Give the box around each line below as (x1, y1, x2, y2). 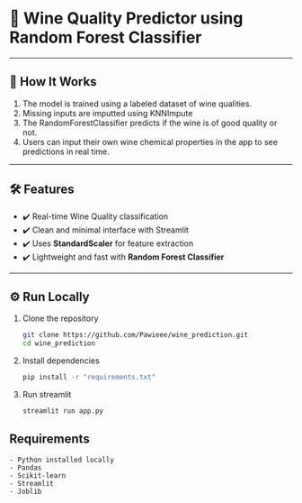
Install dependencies (22, 355, 101, 366)
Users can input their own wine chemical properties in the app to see (22, 136, 279, 147)
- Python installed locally (9, 455, 115, 464)
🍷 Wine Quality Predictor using (9, 8, 244, 29)
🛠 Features (9, 182, 75, 197)
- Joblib (9, 487, 42, 496)
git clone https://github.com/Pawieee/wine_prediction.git (22, 331, 249, 340)
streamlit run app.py (22, 407, 103, 416)
